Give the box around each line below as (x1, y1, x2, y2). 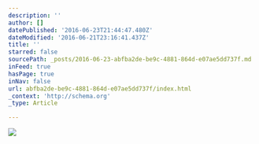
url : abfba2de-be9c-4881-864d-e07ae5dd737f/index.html (8, 84, 192, 93)
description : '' (8, 11, 61, 20)
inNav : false (8, 77, 51, 85)
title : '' (8, 41, 41, 49)
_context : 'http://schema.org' (8, 92, 111, 100)
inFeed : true (8, 63, 51, 71)
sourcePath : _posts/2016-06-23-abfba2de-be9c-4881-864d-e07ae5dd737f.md (8, 56, 252, 64)
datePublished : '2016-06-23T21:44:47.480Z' (8, 26, 154, 34)
